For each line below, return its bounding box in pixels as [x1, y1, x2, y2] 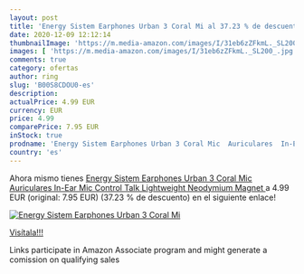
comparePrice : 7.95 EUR [9, 123, 100, 132]
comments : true [9, 55, 67, 64]
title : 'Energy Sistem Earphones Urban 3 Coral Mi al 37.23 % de [9, 22, 261, 31]
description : [9, 89, 59, 98]
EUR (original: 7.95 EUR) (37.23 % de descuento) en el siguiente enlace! [9, 192, 277, 203]
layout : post [9, 13, 59, 23]
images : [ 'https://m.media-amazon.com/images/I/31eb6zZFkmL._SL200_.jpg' [9, 47, 298, 56]
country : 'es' [9, 147, 63, 156]
